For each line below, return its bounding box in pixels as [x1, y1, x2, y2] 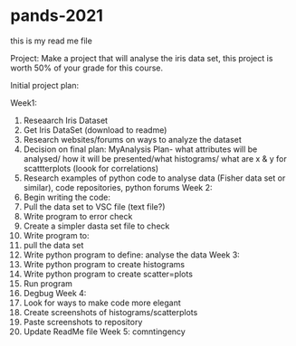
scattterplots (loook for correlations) [23, 163, 159, 173]
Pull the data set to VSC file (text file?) [23, 201, 166, 212]
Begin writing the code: [23, 192, 111, 202]
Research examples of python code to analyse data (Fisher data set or [23, 173, 286, 183]
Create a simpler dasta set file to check [23, 220, 170, 231]
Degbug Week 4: [23, 287, 87, 298]
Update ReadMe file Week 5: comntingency [23, 326, 186, 337]
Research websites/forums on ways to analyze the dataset [23, 134, 243, 145]
